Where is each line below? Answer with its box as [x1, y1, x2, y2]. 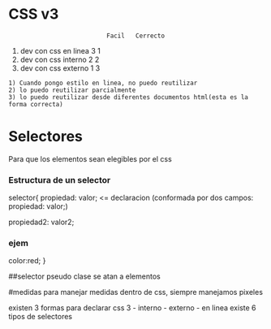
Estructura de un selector [8, 174, 111, 185]
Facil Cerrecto [106, 32, 165, 40]
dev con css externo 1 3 [19, 63, 101, 73]
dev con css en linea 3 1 [19, 45, 101, 55]
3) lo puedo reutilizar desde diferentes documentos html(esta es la [8, 93, 249, 102]
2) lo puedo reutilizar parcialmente [8, 86, 136, 94]
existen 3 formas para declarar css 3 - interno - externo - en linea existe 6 [8, 303, 257, 313]
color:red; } [8, 256, 46, 266]
